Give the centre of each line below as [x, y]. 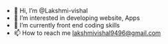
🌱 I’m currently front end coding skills [67, 25]
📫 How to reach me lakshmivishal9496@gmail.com [87, 33]
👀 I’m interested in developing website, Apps [77, 18]
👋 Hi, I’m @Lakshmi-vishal [51, 11]
